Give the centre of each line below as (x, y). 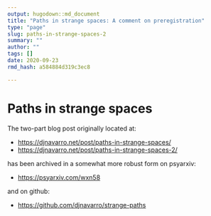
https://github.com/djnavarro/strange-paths (82, 205)
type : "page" (27, 27)
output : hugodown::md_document (54, 14)
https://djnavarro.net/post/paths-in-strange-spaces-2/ (97, 150)
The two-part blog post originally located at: (72, 128)
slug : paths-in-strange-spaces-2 (57, 34)
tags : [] (20, 54)
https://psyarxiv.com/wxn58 (59, 177)
